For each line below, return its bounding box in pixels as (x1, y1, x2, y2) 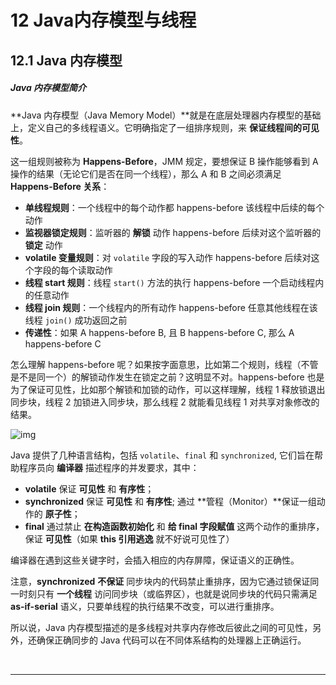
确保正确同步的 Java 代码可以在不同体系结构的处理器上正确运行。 (36, 634, 307, 646)
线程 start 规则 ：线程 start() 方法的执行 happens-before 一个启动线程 (24, 276, 316, 288)
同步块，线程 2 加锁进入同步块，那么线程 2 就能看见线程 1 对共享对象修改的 (10, 396, 320, 408)
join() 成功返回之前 (44, 314, 128, 326)
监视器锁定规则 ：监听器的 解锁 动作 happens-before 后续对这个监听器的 (24, 226, 322, 238)
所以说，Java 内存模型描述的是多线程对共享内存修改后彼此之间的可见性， (10, 621, 313, 633)
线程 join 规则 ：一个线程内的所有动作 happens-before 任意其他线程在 (24, 301, 310, 313)
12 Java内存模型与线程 (10, 9, 197, 32)
